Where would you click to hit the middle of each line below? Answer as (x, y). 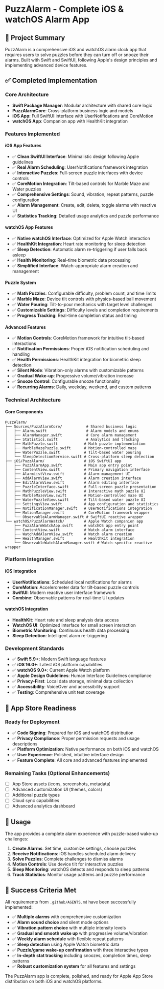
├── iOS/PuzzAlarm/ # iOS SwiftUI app (63, 461)
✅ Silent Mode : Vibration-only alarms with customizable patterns (78, 371)
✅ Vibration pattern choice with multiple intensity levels (69, 928)
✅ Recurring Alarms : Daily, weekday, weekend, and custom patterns (82, 387)
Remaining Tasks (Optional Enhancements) (58, 773)
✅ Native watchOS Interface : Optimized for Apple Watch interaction (81, 238)
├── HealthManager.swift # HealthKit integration (74, 538)
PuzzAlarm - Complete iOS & (64, 9)
